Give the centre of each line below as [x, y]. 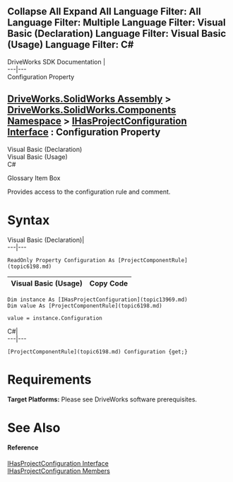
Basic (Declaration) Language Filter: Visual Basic [117, 34]
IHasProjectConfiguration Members [59, 471]
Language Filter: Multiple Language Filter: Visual [116, 23]
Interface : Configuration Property [84, 133]
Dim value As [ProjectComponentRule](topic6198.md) [85, 306]
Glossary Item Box [34, 178]
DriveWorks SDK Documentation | [56, 61]
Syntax [29, 220]
